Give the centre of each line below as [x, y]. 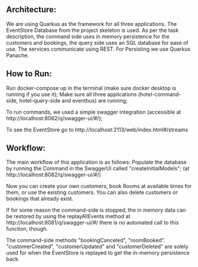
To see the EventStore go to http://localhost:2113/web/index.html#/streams [97, 130]
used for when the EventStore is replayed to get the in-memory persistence [98, 253]
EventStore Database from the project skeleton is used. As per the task [92, 30]
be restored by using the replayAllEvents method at [68, 216]
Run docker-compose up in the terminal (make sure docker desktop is [91, 88]
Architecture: [31, 10]
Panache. [18, 55]
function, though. [27, 229]
